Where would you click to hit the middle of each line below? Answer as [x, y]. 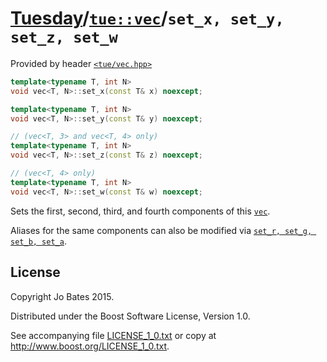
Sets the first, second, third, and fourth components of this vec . [140, 211]
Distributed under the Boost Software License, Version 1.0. [130, 316]
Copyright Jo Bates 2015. [62, 296]
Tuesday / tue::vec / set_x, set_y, [147, 18]
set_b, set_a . [38, 241]
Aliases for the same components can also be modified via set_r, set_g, [161, 230]
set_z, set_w [64, 37]
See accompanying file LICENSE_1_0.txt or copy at [113, 335]
